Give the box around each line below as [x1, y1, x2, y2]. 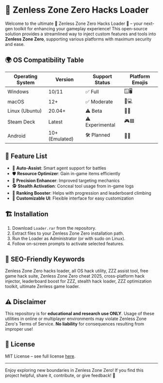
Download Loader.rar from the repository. [12, 225, 96, 231]
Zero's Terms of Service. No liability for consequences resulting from [5, 321, 145, 326]
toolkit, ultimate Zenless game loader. [5, 283, 80, 289]
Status [94, 79, 111, 86]
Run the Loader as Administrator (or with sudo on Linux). [12, 236, 126, 242]
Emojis [131, 79, 148, 86]
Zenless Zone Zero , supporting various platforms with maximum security [5, 36, 152, 42]
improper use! [5, 326, 33, 332]
